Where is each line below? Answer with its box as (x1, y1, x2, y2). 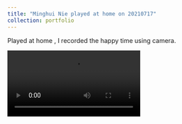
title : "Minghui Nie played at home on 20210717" (7, 10, 157, 18)
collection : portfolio (7, 17, 74, 24)
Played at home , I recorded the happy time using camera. (7, 36, 176, 44)
